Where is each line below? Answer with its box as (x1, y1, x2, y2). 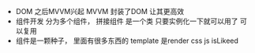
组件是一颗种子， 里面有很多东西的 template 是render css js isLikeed (15, 36, 239, 45)
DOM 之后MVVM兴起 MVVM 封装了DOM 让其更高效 (15, 7, 185, 16)
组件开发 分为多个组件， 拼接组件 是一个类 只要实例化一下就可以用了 (15, 16, 238, 26)
